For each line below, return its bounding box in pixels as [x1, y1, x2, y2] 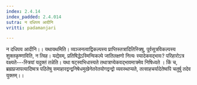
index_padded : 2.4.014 [6, 14, 62, 20]
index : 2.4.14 [6, 8, 41, 15]
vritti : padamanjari [6, 24, 57, 31]
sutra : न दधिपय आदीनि [6, 19, 54, 25]
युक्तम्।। [6, 72, 25, 79]
